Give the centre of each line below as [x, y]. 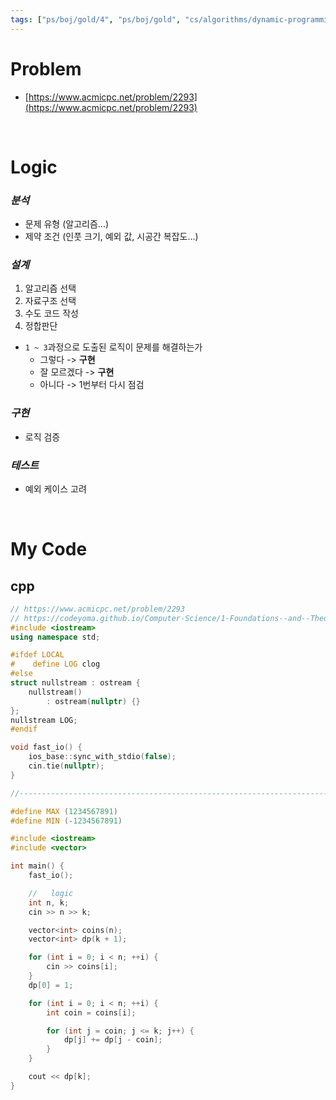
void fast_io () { [46, 747]
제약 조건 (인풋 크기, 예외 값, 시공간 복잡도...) [111, 237]
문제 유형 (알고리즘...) [67, 224]
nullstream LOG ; [44, 720]
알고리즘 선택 [50, 288]
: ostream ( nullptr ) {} [93, 701]
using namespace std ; [55, 637]
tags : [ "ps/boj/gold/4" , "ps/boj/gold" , [96, 19]
